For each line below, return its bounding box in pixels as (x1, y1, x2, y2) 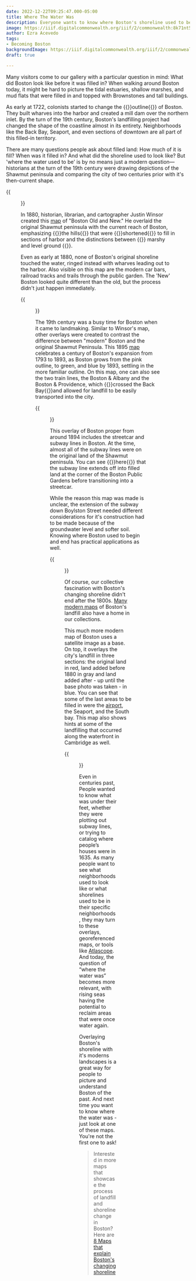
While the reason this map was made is (50, 494, 144, 501)
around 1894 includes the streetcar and (50, 433, 145, 440)
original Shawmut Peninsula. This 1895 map (35, 343, 140, 350)
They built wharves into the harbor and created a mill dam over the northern (6, 109, 188, 117)
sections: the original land (64, 658, 127, 665)
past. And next (79, 1095, 114, 1102)
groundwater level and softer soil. (50, 525, 131, 533)
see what (79, 866, 101, 873)
